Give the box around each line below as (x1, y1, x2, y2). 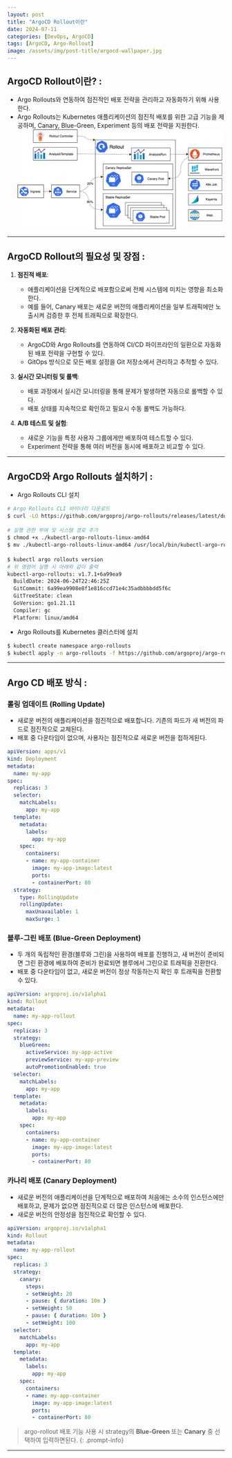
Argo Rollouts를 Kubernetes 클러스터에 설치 (17, 628, 138, 636)
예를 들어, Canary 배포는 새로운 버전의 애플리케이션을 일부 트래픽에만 (27, 302, 214, 311)
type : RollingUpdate (19, 894, 79, 901)
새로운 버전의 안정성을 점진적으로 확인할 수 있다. (17, 1210, 146, 1218)
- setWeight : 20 (25, 1290, 72, 1297)
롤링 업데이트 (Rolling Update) (7, 699, 106, 709)
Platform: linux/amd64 (13, 614, 79, 621)
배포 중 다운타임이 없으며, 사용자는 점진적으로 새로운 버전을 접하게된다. (17, 734, 207, 742)
